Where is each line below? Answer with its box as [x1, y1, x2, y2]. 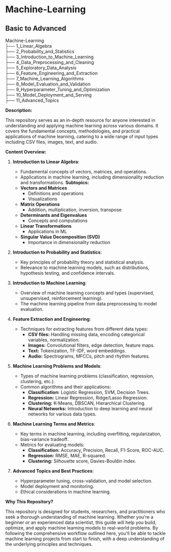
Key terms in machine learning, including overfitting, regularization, [20, 431, 162, 437]
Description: [5, 107, 32, 113]
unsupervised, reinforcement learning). [20, 295, 103, 301]
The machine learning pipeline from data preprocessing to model [20, 301, 157, 306]
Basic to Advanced [5, 24, 66, 33]
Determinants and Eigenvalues [20, 212, 87, 218]
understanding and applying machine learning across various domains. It [5, 123, 159, 128]
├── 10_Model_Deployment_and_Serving [5, 92, 92, 98]
